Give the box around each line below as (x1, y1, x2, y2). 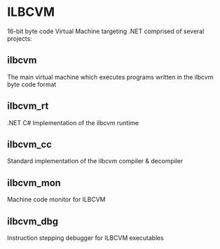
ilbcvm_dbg (7, 215, 59, 227)
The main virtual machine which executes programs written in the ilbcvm (7, 73, 214, 81)
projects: (7, 34, 32, 42)
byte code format (7, 80, 57, 89)
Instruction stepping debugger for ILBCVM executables (7, 234, 164, 242)
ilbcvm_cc (7, 138, 52, 150)
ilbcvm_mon (7, 177, 61, 189)
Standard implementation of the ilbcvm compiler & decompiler (7, 157, 183, 165)
